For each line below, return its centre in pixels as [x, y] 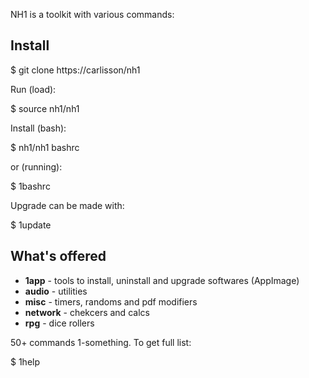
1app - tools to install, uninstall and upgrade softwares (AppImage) [162, 280]
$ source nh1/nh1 [45, 108]
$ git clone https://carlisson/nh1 [75, 70]
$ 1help [25, 361]
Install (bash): [38, 128]
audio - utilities [56, 291]
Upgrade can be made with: [67, 205]
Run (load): [33, 89]
